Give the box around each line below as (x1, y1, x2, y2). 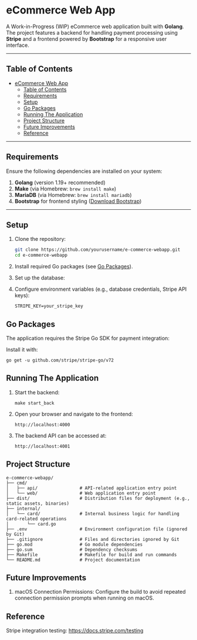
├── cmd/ (6, 480, 28, 486)
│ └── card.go (6, 521, 57, 527)
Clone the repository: (14, 236, 66, 243)
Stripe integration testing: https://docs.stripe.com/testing (6, 627, 144, 634)
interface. (6, 42, 29, 49)
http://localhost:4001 (14, 443, 70, 449)
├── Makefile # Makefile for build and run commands (6, 552, 177, 557)
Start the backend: (14, 389, 60, 396)
